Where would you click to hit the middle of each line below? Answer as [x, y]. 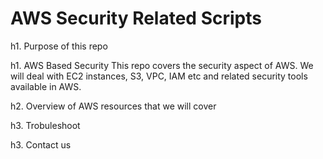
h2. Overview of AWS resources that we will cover [113, 106]
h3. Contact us [41, 144]
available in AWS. [46, 86]
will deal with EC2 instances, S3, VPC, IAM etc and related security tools [159, 76]
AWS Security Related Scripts [136, 18]
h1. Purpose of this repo [59, 46]
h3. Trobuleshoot [45, 125]
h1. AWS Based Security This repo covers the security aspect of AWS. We [162, 65]
